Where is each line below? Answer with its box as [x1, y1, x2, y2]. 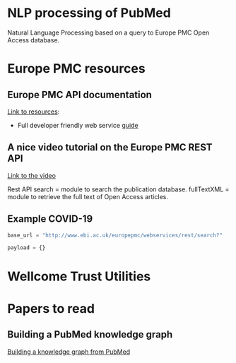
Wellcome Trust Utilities [7, 268, 151, 284]
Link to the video [7, 171, 57, 179]
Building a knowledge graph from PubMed [7, 347, 131, 356]
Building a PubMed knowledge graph [7, 328, 173, 340]
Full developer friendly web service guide [17, 121, 139, 129]
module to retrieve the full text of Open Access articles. [7, 192, 168, 201]
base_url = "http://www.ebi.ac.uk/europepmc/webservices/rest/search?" [7, 232, 223, 239]
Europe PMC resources [7, 61, 146, 77]
